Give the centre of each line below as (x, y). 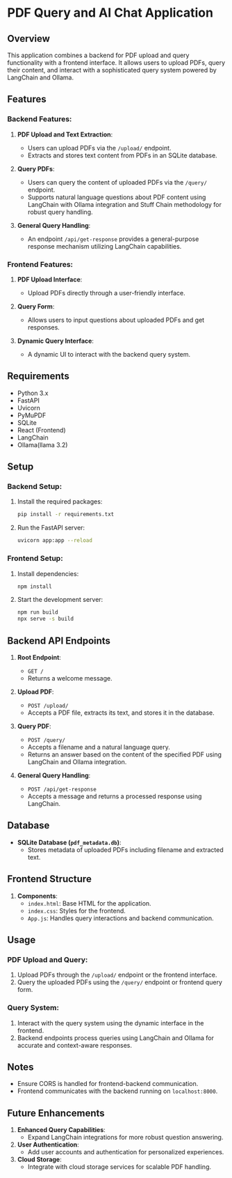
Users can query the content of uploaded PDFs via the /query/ (117, 182)
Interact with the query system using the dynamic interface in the (110, 1023)
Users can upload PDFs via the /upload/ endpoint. (99, 148)
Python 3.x (33, 393)
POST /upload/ (48, 706)
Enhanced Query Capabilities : (61, 1130)
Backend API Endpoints (59, 641)
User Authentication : (48, 1145)
